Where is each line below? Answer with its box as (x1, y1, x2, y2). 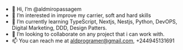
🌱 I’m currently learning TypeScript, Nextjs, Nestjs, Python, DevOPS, (11, 18, 178, 25)
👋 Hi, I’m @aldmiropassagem (11, 6, 82, 12)
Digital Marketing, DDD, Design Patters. (11, 24, 107, 31)
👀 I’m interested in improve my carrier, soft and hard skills (11, 12, 151, 19)
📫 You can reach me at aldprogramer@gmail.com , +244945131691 (11, 37, 175, 44)
